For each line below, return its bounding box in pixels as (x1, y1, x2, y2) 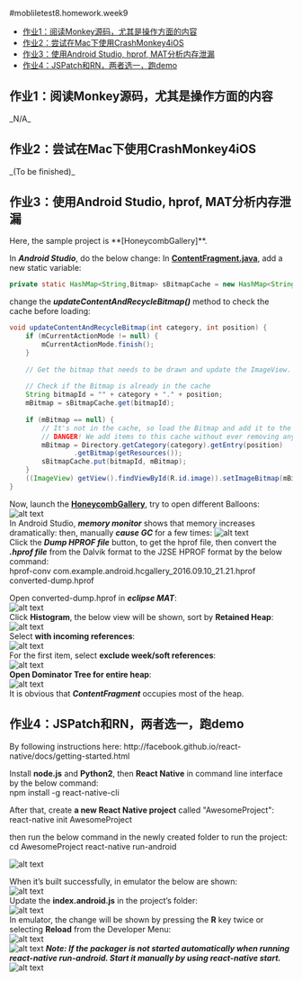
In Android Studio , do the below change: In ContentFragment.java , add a (9, 253, 283, 264)
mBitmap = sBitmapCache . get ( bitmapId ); (25, 399, 175, 408)
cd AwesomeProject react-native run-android (9, 841, 177, 851)
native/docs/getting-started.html (9, 751, 130, 761)
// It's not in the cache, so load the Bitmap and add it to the (41, 423, 292, 433)
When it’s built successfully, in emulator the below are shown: (9, 876, 238, 886)
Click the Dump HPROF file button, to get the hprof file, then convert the (9, 536, 277, 547)
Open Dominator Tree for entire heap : (9, 669, 152, 679)
